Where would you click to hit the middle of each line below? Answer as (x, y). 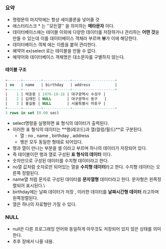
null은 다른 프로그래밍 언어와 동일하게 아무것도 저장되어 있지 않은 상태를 (82, 229)
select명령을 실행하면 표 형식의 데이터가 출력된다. (60, 123)
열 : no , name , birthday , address (54, 135)
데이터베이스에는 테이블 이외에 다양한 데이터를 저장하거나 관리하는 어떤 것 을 (86, 32)
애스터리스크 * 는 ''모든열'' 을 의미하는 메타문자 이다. (63, 26)
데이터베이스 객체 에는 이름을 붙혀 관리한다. (54, 45)
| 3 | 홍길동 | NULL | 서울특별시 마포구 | (55, 103)
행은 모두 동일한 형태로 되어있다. (51, 142)
